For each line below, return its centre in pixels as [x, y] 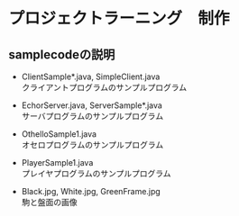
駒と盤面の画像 [49, 202]
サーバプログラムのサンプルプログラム [92, 116]
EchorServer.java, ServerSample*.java [92, 105]
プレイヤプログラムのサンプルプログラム [97, 173]
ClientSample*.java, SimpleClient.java [91, 76]
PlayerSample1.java [57, 162]
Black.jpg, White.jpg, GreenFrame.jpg [91, 191]
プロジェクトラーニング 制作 [119, 18]
